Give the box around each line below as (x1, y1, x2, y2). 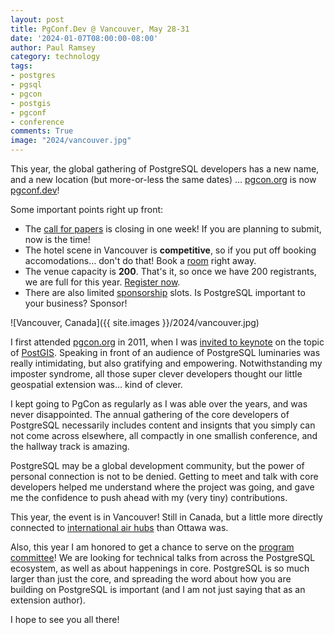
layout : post (10, 14, 65, 25)
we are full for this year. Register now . (24, 276, 181, 288)
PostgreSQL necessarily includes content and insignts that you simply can (10, 419, 316, 431)
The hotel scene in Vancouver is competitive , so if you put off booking (24, 244, 317, 256)
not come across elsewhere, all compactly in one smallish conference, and (10, 430, 318, 441)
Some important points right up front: (10, 204, 164, 215)
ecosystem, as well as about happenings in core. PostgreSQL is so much (10, 562, 310, 574)
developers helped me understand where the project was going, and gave (10, 481, 315, 493)
